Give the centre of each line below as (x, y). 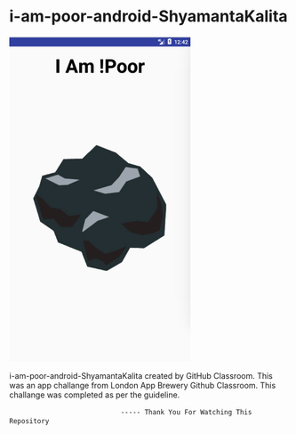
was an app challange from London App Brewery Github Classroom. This (143, 385)
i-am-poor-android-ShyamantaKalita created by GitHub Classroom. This (141, 375)
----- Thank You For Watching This (186, 412)
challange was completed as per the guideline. (95, 395)
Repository (29, 421)
